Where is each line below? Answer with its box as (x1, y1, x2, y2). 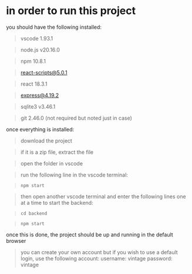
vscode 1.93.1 (20, 35, 53, 42)
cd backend (20, 210, 48, 217)
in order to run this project (6, 4, 136, 18)
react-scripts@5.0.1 (20, 69, 68, 76)
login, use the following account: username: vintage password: (20, 255, 173, 262)
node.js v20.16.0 (20, 46, 60, 53)
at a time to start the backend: (20, 199, 93, 206)
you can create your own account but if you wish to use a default (20, 248, 178, 256)
